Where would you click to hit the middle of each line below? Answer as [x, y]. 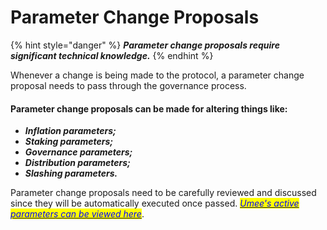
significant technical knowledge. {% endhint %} [112, 55]
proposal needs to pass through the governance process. [128, 85]
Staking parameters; [69, 142]
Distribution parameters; [77, 163]
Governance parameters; [78, 152]
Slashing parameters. [71, 173]
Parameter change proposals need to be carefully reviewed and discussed [163, 193]
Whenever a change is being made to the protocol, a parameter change [157, 75]
